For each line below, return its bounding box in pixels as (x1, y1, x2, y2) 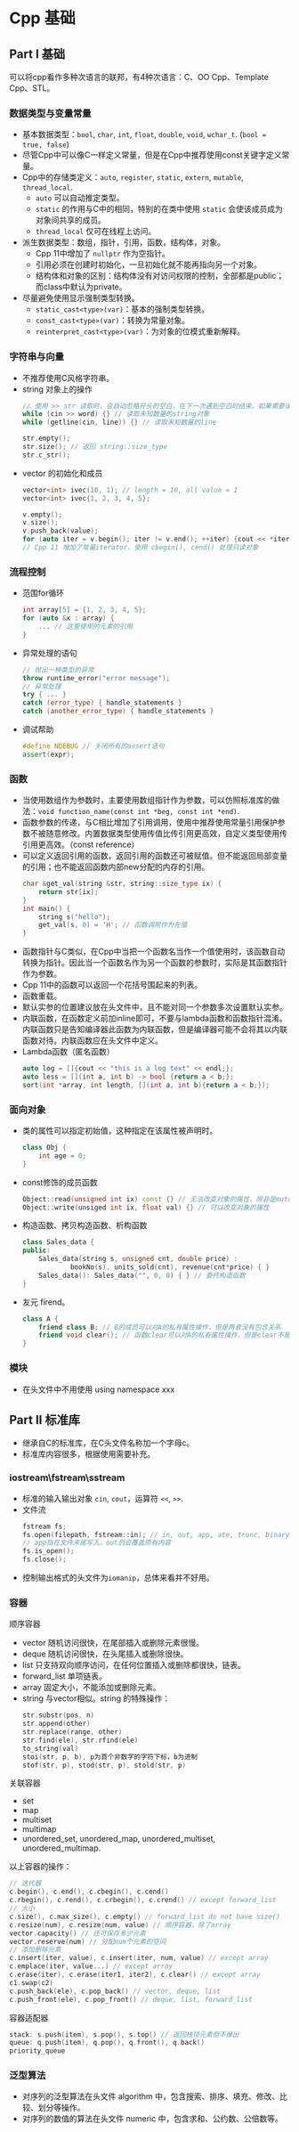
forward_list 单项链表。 (21, 1671, 107, 1681)
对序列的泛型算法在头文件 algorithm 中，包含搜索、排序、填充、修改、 (21, 2091, 280, 2102)
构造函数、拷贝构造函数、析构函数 (21, 1220, 148, 1231)
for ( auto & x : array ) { (21, 614, 115, 623)
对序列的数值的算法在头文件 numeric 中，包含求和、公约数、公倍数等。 (21, 2113, 283, 2124)
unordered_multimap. (21, 1843, 101, 1853)
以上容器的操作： (9, 1861, 72, 1872)
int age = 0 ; (38, 1151, 87, 1160)
